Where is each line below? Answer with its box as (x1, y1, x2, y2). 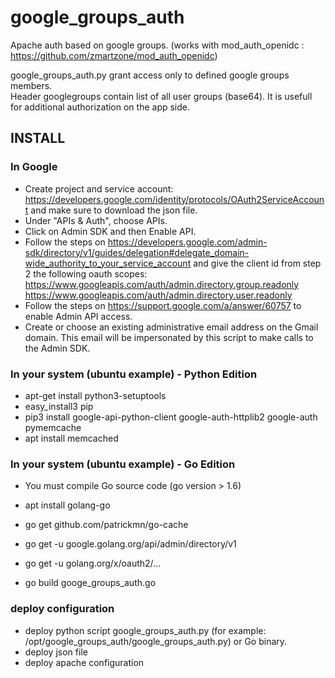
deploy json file (24, 646, 88, 658)
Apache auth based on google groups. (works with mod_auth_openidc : (10, 39, 305, 51)
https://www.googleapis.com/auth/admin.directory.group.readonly (24, 278, 300, 290)
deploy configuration (10, 602, 115, 616)
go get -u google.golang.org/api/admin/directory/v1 (24, 538, 237, 550)
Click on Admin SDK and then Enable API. (24, 225, 197, 237)
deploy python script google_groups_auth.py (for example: (24, 624, 267, 636)
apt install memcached (24, 432, 119, 444)
